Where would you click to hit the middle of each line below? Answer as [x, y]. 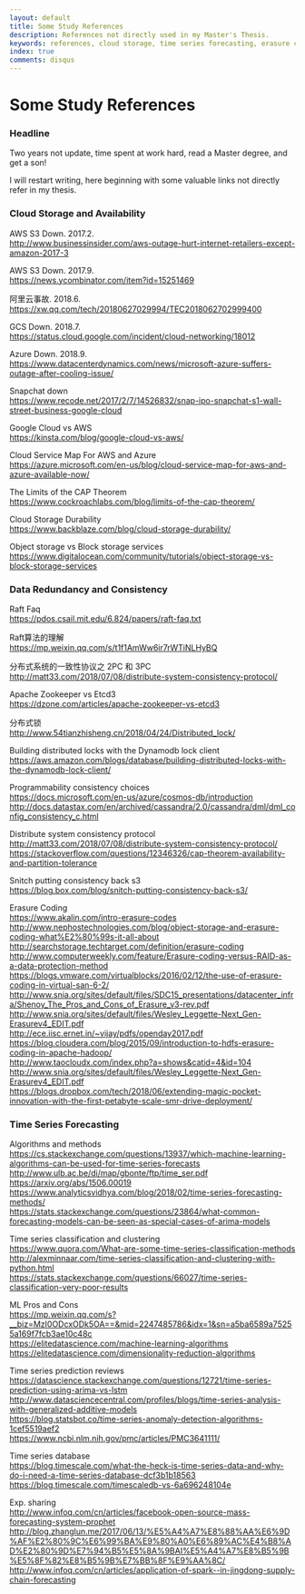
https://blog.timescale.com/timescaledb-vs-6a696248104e [120, 1485]
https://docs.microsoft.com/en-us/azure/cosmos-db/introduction [132, 797]
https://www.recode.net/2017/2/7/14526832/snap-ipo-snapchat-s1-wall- [146, 400]
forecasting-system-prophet [63, 1522]
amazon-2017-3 [39, 253]
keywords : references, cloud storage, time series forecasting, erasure [150, 43]
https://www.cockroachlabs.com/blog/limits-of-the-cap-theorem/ [133, 502]
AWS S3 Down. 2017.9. [52, 270]
